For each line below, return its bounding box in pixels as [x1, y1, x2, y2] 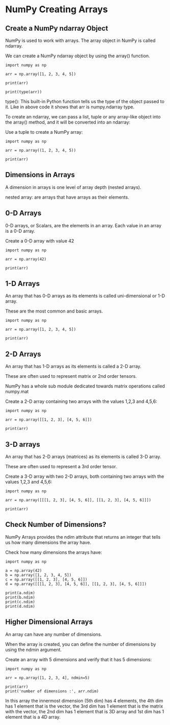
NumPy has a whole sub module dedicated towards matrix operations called [5, 383, 165, 389]
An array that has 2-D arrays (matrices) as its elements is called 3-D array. [5, 453, 161, 460]
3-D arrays [5, 440, 40, 449]
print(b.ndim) [5, 595, 36, 600]
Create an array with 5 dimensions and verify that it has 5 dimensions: [5, 656, 152, 662]
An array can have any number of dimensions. [5, 631, 102, 637]
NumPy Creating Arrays [5, 4, 108, 15]
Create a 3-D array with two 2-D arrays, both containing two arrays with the [5, 473, 164, 479]
